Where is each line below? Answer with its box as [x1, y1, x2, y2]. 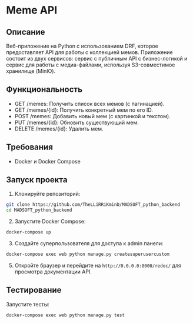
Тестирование [6, 285, 62, 295]
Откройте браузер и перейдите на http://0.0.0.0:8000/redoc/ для [14, 262, 181, 269]
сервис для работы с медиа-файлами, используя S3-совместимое [6, 61, 175, 68]
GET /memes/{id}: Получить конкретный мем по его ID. [14, 106, 153, 113]
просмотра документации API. [14, 268, 92, 275]
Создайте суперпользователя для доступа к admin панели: [14, 240, 164, 247]
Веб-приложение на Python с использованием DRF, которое [6, 42, 159, 49]
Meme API [6, 4, 58, 17]
